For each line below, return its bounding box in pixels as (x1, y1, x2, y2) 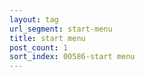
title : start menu (9, 33, 86, 43)
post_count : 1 (9, 42, 69, 53)
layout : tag (9, 14, 59, 25)
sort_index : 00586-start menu (9, 52, 136, 62)
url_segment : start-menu (9, 24, 113, 34)
